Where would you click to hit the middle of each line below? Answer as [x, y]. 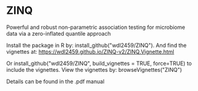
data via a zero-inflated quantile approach [58, 33]
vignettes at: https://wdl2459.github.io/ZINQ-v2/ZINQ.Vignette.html [90, 51]
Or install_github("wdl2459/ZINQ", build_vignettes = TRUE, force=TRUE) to [99, 63]
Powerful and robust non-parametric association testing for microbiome [96, 27]
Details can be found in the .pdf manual [55, 81]
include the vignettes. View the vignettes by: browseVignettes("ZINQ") [94, 69]
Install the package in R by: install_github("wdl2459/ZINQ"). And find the [96, 45]
